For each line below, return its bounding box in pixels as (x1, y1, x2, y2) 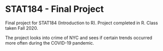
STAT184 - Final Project (5, 3, 104, 15)
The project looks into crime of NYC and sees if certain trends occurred (5, 35, 153, 41)
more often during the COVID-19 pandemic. (5, 40, 95, 46)
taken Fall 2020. (5, 25, 38, 31)
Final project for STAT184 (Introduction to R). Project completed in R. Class (5, 20, 158, 26)
